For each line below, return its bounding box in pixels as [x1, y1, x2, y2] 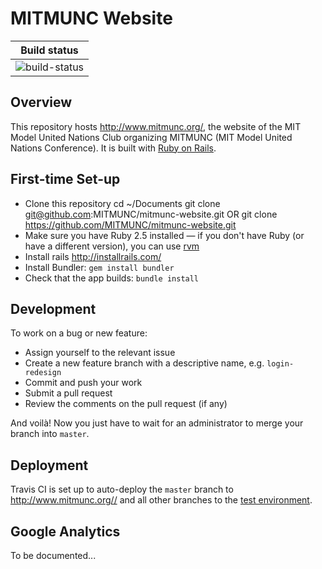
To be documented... [10, 550, 97, 561]
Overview [10, 94, 73, 111]
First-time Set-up [10, 171, 121, 188]
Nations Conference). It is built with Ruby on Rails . [10, 142, 217, 154]
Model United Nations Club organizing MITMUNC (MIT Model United [10, 131, 293, 143]
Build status [20, 43, 79, 57]
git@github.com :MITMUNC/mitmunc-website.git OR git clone [24, 208, 278, 220]
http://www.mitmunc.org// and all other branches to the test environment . [10, 494, 313, 506]
